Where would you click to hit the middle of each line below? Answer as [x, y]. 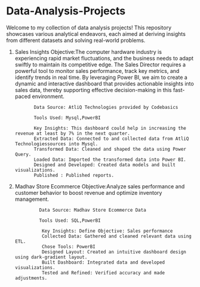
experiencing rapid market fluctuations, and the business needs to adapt [104, 58]
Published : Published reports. [74, 175]
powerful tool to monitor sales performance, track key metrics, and [97, 71]
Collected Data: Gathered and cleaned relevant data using [117, 236]
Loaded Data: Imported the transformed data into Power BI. [110, 160]
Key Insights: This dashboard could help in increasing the [110, 128]
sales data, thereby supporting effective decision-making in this [93, 90]
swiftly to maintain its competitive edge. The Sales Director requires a [100, 65]
